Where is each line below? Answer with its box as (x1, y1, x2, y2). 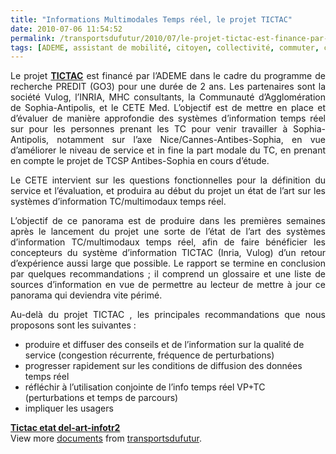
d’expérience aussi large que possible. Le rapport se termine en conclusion (10, 257, 326, 270)
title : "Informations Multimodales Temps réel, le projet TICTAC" (10, 14, 293, 25)
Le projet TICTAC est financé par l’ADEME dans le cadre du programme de (10, 70, 326, 82)
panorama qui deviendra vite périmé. (10, 289, 163, 301)
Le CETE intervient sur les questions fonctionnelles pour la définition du (10, 174, 326, 186)
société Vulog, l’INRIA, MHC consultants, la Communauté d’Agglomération (10, 91, 326, 103)
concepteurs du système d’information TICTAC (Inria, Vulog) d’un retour (10, 247, 326, 259)
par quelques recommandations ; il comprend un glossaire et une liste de (10, 268, 326, 280)
